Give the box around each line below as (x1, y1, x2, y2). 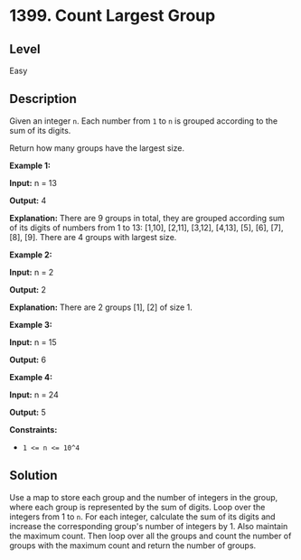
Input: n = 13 (9, 177, 57, 188)
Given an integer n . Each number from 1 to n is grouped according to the (9, 115, 278, 126)
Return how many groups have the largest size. (9, 142, 185, 154)
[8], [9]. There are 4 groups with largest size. (9, 231, 177, 242)
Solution (9, 468, 58, 483)
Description (9, 91, 77, 107)
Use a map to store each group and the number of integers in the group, (9, 491, 278, 502)
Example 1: (9, 160, 52, 171)
